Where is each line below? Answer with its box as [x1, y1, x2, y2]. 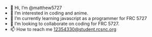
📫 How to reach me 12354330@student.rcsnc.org [10, 26, 116, 32]
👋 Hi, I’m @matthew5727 [10, 5, 62, 10]
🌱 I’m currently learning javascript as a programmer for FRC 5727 [10, 15, 147, 21]
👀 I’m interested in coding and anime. [10, 10, 88, 16]
